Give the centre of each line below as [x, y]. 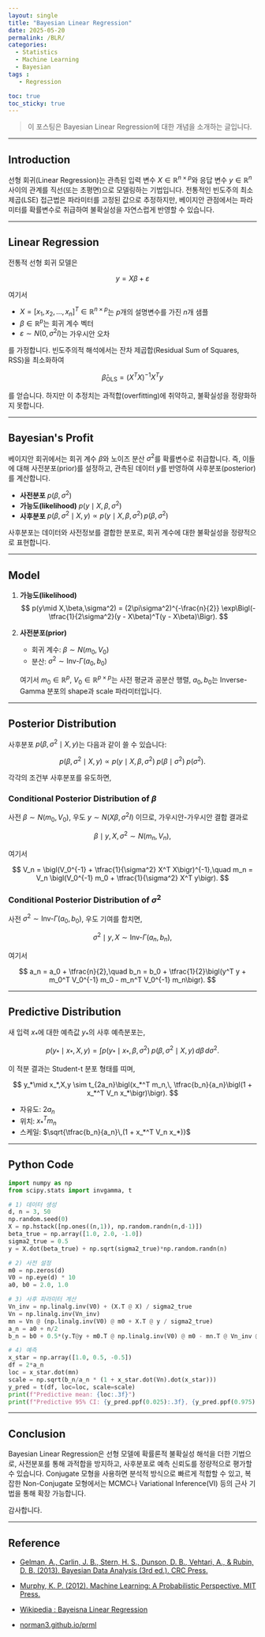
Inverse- [233, 679]
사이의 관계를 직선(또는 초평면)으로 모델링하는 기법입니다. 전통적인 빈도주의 [123, 190]
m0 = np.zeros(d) [37, 1270]
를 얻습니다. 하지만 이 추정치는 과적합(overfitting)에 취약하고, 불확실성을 [119, 395]
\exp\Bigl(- [239, 608]
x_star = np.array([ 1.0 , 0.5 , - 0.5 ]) [70, 1358]
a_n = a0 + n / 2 [33, 1329]
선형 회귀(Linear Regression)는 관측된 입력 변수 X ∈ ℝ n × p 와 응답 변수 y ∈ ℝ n [130, 179]
